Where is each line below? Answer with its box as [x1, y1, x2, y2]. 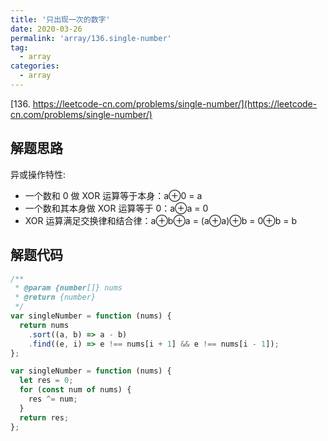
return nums [19, 320, 70, 330]
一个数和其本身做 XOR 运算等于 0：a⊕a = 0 [24, 202, 209, 214]
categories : [10, 61, 60, 71]
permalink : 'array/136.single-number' [10, 33, 172, 43]
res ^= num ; [28, 394, 78, 404]
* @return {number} [14, 292, 97, 303]
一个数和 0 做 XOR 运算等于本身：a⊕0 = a [24, 189, 203, 201]
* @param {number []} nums [14, 283, 123, 293]
